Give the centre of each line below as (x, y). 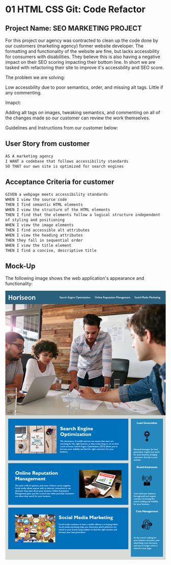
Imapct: (13, 102)
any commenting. (23, 93)
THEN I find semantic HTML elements (44, 204)
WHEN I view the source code (36, 199)
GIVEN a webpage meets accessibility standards (57, 194)
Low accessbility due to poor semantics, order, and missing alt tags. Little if (84, 87)
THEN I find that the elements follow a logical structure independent (83, 215)
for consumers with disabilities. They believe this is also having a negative (83, 57)
